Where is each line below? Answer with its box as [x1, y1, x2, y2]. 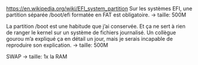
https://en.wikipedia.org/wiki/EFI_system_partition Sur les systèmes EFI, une [6, 5, 193, 12]
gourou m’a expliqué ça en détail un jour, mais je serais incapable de [6, 35, 173, 42]
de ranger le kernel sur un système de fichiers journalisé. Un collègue [6, 29, 176, 36]
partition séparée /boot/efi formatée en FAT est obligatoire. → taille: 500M [6, 11, 187, 18]
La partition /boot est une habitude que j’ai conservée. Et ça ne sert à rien [6, 23, 186, 30]
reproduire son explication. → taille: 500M [6, 41, 108, 48]
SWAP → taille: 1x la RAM [6, 53, 68, 60]
